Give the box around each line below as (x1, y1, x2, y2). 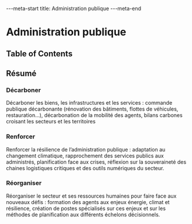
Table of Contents (6, 49, 73, 58)
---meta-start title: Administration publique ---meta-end (6, 5, 142, 12)
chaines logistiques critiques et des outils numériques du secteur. (6, 164, 164, 171)
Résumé (6, 68, 37, 78)
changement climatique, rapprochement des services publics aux (6, 152, 164, 159)
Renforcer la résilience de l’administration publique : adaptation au (6, 146, 166, 153)
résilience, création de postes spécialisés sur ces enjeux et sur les (6, 205, 166, 212)
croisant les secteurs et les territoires (6, 118, 96, 125)
